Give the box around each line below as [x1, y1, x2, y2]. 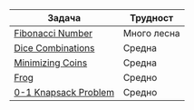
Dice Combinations [14, 42, 95, 54]
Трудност [130, 12, 174, 24]
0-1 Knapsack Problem [14, 86, 115, 98]
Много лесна [122, 27, 180, 39]
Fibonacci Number [14, 27, 93, 39]
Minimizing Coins [14, 56, 88, 69]
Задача [47, 12, 82, 24]
